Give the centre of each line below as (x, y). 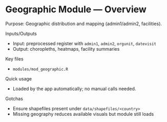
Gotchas (14, 98)
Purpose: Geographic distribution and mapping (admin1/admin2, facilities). (84, 24)
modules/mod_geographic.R (40, 69)
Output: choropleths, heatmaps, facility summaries (66, 49)
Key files (15, 59)
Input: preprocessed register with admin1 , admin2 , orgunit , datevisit (85, 43)
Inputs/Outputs (21, 33)
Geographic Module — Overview (76, 9)
